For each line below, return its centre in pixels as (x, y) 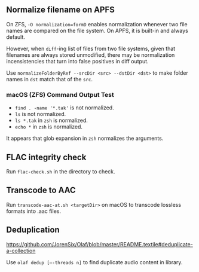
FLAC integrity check (46, 157)
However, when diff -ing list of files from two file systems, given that (91, 48)
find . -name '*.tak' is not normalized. (65, 108)
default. (16, 37)
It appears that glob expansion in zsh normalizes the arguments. (85, 138)
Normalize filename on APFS (61, 10)
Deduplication (33, 230)
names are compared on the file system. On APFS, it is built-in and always (97, 30)
